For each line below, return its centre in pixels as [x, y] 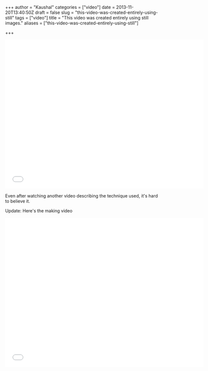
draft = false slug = [55, 12]
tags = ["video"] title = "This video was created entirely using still [82, 18]
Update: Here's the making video [39, 211]
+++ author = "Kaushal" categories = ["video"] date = [60, 7]
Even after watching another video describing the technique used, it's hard [81, 196]
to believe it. [18, 201]
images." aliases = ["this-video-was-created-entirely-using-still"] [72, 23]
